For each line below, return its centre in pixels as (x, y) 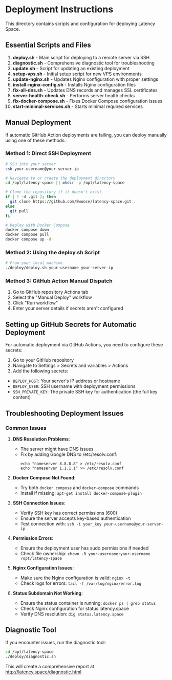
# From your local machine (34, 263)
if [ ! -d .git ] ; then (31, 197)
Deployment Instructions (59, 9)
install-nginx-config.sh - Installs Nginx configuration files (74, 84)
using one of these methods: (36, 140)
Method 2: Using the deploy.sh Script (53, 253)
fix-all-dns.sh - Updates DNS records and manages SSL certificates (85, 90)
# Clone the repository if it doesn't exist (53, 192)
